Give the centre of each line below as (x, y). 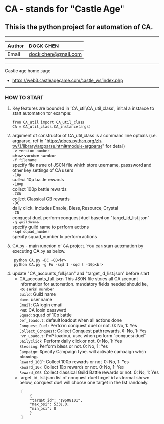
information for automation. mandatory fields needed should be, (84, 284)
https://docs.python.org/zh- (75, 141)
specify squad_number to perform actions (54, 237)
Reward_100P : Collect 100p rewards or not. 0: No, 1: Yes (74, 362)
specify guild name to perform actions (51, 227)
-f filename (24, 160)
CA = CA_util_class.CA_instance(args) (51, 127)
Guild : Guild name (38, 294)
